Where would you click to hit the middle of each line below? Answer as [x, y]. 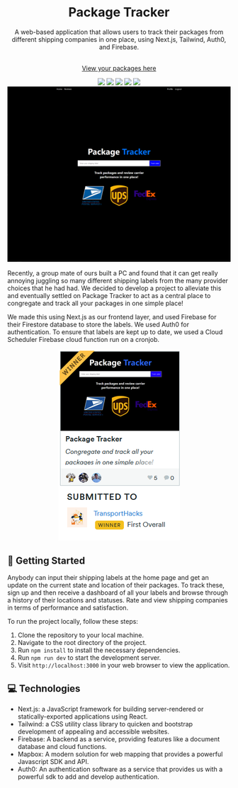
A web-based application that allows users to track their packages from [119, 32]
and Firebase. [119, 47]
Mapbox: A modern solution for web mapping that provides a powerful [120, 754]
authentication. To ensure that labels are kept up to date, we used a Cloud [115, 332]
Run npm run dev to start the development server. [89, 658]
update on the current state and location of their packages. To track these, [116, 586]
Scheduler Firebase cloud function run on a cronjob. [84, 340]
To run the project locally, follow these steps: [73, 622]
